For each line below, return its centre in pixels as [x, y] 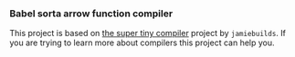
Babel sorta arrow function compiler [91, 14]
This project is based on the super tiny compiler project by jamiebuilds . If [147, 33]
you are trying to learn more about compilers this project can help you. [142, 43]
